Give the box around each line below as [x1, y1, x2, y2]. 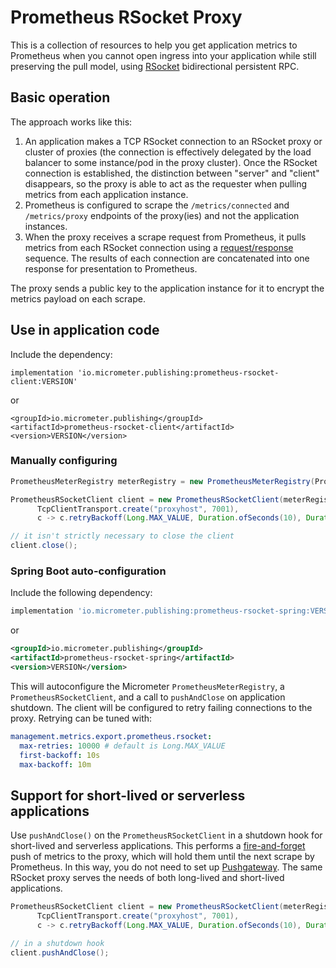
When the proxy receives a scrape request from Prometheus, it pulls [24, 231, 307, 243]
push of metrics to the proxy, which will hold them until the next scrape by [10, 851, 315, 863]
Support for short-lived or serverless [10, 787, 246, 804]
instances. [24, 220, 68, 232]
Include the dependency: [10, 348, 113, 360]
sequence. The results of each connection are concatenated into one [24, 252, 310, 264]
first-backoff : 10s [19, 750, 101, 760]
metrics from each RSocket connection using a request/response [24, 241, 294, 253]
